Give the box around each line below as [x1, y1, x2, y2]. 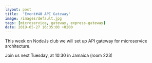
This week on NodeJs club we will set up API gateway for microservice [5, 38, 148, 44]
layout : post [5, 7, 32, 12]
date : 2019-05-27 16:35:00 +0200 [5, 25, 73, 30]
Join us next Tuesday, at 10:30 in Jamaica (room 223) [5, 52, 113, 58]
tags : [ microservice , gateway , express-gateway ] [5, 20, 106, 25]
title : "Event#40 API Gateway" [5, 12, 71, 16]
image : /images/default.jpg [5, 16, 62, 21]
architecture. [5, 43, 31, 49]
